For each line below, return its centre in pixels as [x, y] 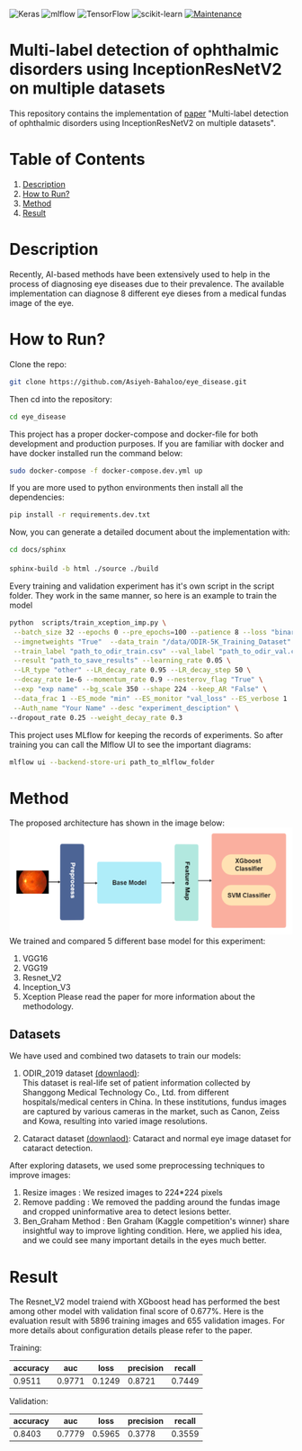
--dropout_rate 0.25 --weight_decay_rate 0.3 [96, 717]
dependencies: [37, 497]
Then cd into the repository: [61, 399]
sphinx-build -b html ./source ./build [84, 569]
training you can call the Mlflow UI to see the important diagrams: [130, 744]
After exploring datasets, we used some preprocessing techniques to [137, 1166]
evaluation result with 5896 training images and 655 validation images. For [147, 1321]
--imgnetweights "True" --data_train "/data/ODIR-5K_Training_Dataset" [152, 642]
